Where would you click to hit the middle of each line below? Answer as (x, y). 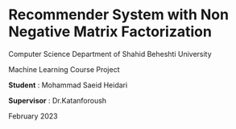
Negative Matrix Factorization (110, 32)
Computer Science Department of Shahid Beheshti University (110, 54)
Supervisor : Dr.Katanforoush (58, 100)
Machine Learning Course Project (64, 69)
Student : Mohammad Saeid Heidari (68, 85)
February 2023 (33, 116)
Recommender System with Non (119, 15)
